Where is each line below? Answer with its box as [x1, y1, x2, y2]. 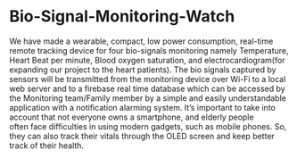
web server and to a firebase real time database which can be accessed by [9, 83, 285, 94]
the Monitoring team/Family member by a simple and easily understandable [9, 92, 287, 104]
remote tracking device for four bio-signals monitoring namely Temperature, [9, 45, 289, 55]
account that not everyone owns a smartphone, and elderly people [9, 112, 254, 122]
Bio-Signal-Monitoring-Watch [9, 6, 235, 27]
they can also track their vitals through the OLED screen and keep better [9, 130, 275, 141]
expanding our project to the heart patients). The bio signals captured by [9, 64, 276, 75]
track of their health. [9, 140, 85, 151]
